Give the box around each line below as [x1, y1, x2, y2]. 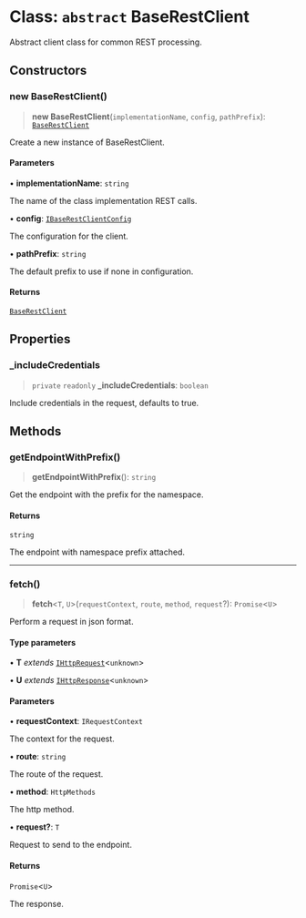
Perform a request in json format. [9, 616, 134, 627]
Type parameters [9, 637, 76, 648]
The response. [9, 898, 64, 909]
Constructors [9, 63, 87, 78]
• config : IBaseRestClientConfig [9, 212, 132, 224]
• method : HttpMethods [9, 786, 96, 798]
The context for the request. [9, 733, 116, 744]
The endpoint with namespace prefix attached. [9, 546, 185, 557]
